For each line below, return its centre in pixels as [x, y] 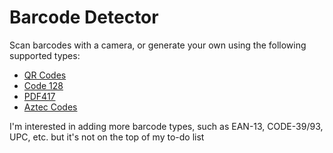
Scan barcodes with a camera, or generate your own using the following [158, 45]
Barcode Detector [84, 17]
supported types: [45, 55]
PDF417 [39, 96]
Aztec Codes [50, 107]
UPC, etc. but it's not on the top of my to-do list [107, 137]
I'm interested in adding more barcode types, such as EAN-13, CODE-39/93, [166, 126]
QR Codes [45, 75]
